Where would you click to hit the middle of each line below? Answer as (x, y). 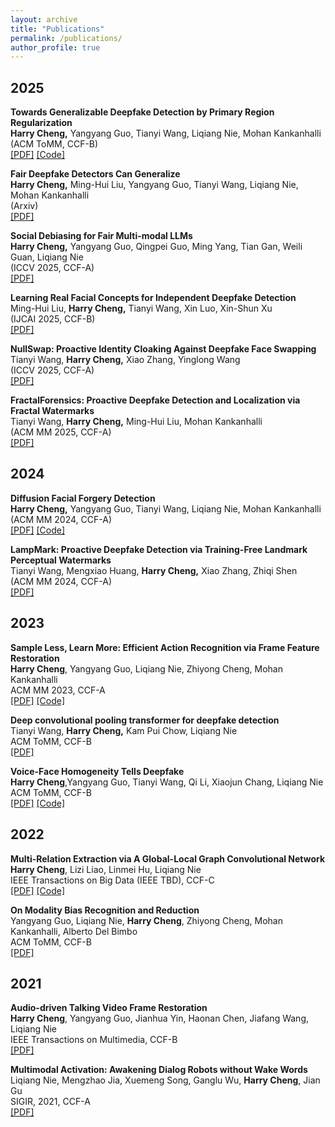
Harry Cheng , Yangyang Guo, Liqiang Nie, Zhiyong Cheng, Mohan (146, 668)
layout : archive (44, 19)
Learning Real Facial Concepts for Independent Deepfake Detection (153, 298)
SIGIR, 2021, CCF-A (50, 1102)
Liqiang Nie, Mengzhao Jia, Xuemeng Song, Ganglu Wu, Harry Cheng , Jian (165, 1080)
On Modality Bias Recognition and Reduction (105, 910)
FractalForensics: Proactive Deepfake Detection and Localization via (155, 400)
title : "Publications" (57, 29)
